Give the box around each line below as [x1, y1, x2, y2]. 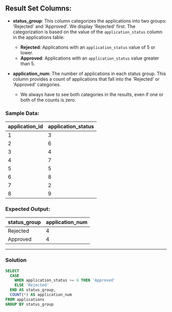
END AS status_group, [10, 287, 56, 292]
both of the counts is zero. [20, 97, 76, 103]
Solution [5, 256, 27, 264]
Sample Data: [5, 109, 39, 117]
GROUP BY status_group [5, 302, 54, 307]
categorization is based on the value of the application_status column [12, 28, 163, 35]
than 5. [20, 60, 35, 66]
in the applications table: [12, 34, 65, 40]
